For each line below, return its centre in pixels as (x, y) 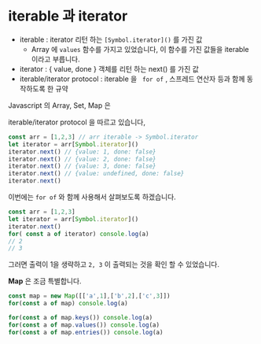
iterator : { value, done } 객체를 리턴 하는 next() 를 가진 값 (109, 68)
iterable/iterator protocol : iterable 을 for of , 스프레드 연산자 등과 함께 (132, 79)
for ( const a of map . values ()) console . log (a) (84, 325)
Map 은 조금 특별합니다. (45, 281)
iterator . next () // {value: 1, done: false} (82, 152)
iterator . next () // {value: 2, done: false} (82, 159)
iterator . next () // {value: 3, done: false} (82, 166)
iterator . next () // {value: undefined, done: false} (96, 174)
